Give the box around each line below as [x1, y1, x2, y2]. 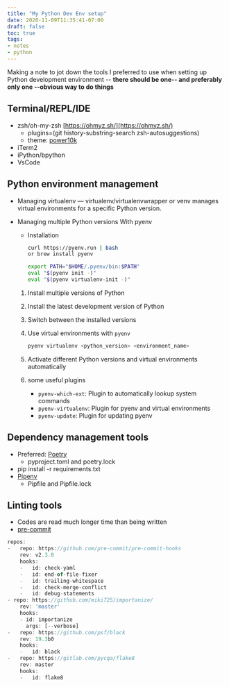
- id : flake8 [19, 674, 64, 681]
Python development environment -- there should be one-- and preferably [7, 75, 223, 83]
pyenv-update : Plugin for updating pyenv [37, 411, 153, 420]
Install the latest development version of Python [27, 302, 164, 310]
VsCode [17, 158, 40, 167]
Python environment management [7, 178, 159, 190]
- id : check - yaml [19, 564, 76, 571]
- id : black [19, 648, 60, 656]
